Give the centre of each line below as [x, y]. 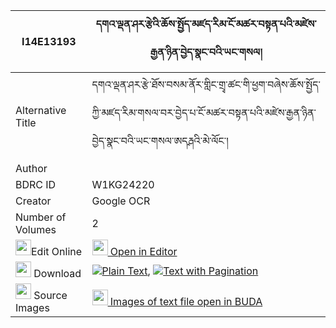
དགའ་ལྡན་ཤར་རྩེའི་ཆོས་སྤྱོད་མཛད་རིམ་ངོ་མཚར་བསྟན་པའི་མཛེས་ [206, 24]
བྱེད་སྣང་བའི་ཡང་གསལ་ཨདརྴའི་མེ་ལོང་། [160, 141]
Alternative [41, 110]
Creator [33, 201]
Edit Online [57, 251]
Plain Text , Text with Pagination [180, 271]
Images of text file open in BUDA [186, 301]
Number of [41, 217]
